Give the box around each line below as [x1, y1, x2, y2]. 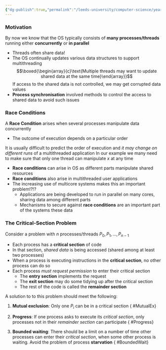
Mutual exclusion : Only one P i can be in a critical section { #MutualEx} [12, 303, 157, 310]
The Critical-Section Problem [5, 220, 77, 227]
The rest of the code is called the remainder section [19, 284, 127, 290]
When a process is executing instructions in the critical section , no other [12, 257, 161, 263]
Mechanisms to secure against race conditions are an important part [19, 202, 161, 208]
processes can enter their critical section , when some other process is [12, 334, 156, 340]
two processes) [12, 252, 44, 258]
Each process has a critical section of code [12, 241, 102, 248]
